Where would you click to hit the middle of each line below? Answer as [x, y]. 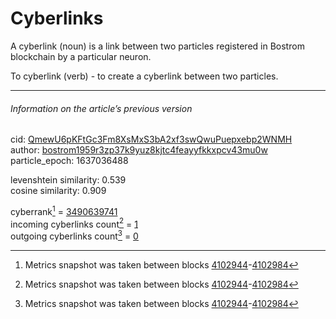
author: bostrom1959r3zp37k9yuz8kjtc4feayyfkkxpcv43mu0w [139, 150]
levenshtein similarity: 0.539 [68, 180]
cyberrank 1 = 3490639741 [64, 210]
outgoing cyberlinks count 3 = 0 [74, 235]
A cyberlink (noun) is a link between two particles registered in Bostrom [157, 46]
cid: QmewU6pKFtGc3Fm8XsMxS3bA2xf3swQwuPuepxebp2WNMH [151, 139]
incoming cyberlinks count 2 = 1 [74, 223]
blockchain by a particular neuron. [81, 56]
